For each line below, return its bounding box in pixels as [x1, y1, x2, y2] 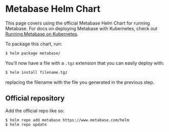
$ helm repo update [5, 122, 47, 127]
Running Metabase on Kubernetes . [5, 31, 78, 37]
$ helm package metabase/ [5, 51, 60, 56]
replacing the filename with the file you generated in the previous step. [5, 79, 155, 85]
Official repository [5, 94, 65, 103]
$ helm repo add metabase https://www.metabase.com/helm [5, 117, 130, 123]
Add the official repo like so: [5, 107, 65, 114]
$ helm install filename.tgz [5, 70, 68, 75]
